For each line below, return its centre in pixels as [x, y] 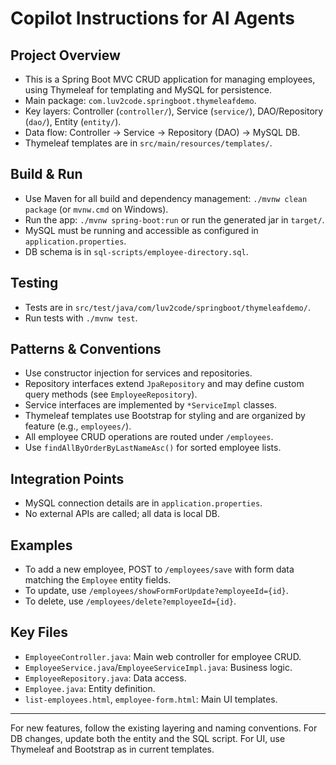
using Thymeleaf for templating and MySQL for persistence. [148, 90]
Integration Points [67, 478]
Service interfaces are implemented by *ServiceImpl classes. [151, 405]
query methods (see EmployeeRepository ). [111, 394]
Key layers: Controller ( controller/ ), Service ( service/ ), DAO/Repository [174, 111]
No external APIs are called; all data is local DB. [122, 514]
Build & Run [46, 174]
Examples [41, 545]
